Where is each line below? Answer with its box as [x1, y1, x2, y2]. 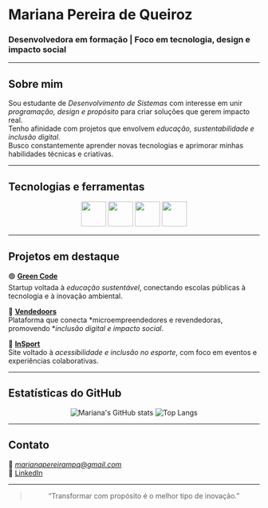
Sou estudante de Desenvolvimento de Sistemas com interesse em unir [8, 98, 243, 108]
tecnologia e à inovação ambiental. [8, 291, 123, 301]
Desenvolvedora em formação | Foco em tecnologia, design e [8, 34, 251, 45]
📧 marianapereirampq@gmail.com [8, 459, 122, 469]
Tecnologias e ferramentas [8, 179, 145, 193]
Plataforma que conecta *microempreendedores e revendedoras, [8, 315, 223, 325]
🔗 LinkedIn [8, 468, 43, 478]
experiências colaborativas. [8, 356, 99, 365]
